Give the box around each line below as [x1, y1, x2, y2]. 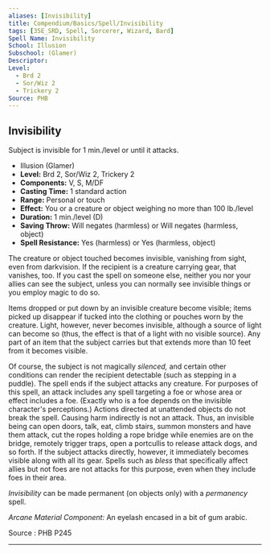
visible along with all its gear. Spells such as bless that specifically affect [8, 456, 248, 465]
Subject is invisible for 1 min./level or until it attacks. [8, 146, 179, 155]
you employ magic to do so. [8, 287, 100, 298]
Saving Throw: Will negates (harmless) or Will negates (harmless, [19, 221, 239, 230]
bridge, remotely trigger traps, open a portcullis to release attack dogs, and [8, 439, 257, 448]
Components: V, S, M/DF [19, 178, 104, 188]
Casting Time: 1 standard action [19, 187, 127, 196]
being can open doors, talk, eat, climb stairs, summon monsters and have [8, 422, 252, 431]
